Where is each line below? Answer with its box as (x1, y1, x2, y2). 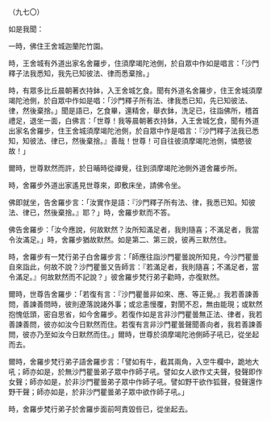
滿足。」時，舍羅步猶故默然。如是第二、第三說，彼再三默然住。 (22, 235, 231, 244)
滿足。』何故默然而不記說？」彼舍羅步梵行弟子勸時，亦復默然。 (15, 273, 224, 281)
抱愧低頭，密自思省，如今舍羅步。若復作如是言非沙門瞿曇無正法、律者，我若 (8, 310, 263, 319)
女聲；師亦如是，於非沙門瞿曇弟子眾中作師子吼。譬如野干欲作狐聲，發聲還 (8, 377, 256, 386)
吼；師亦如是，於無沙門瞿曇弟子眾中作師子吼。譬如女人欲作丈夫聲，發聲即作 (8, 367, 263, 377)
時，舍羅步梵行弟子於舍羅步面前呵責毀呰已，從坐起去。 (8, 404, 192, 414)
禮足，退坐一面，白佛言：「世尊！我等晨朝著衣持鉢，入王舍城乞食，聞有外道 (8, 116, 260, 125)
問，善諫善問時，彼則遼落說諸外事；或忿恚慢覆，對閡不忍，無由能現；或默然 (8, 299, 263, 309)
